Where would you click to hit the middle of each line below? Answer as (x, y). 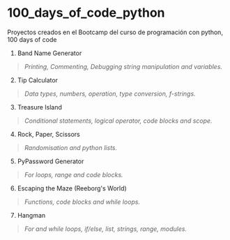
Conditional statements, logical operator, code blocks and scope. (118, 121)
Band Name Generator (49, 53)
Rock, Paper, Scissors (48, 134)
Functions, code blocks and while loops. (82, 202)
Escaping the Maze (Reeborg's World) (72, 188)
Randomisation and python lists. (70, 147)
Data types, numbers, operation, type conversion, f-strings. (110, 93)
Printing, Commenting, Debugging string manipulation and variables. (123, 66)
